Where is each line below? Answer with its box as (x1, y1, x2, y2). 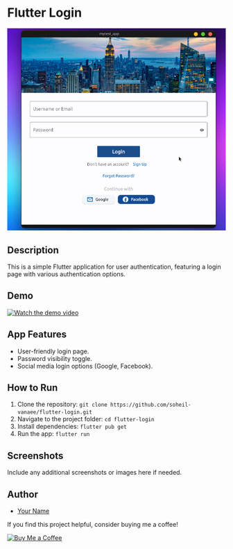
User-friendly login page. (17, 347, 89, 355)
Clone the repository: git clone (17, 400, 107, 409)
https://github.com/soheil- (110, 401, 191, 409)
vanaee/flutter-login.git (17, 409, 92, 416)
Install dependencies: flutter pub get (17, 422, 127, 431)
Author (7, 488, 38, 500)
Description (7, 244, 59, 256)
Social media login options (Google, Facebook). (17, 362, 153, 370)
